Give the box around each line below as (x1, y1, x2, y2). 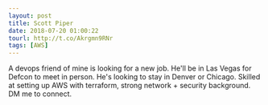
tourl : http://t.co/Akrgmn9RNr (8, 34, 113, 42)
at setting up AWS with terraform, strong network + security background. (8, 81, 251, 91)
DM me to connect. (8, 89, 72, 99)
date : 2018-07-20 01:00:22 (8, 26, 99, 34)
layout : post (8, 11, 52, 20)
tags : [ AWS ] (8, 42, 48, 50)
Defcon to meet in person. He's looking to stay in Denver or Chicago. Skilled (8, 72, 261, 82)
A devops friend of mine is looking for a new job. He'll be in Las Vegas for (8, 63, 252, 73)
